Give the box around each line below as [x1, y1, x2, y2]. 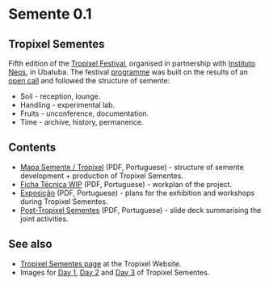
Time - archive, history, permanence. [19, 117, 144, 126]
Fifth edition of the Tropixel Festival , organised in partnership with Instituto [8, 58, 256, 68]
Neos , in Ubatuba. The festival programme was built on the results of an [8, 67, 248, 77]
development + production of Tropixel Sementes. [19, 171, 184, 181]
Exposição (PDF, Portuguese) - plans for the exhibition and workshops [19, 188, 255, 198]
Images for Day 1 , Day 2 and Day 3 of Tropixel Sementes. [19, 267, 210, 277]
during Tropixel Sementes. [19, 196, 108, 206]
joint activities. [19, 214, 69, 223]
